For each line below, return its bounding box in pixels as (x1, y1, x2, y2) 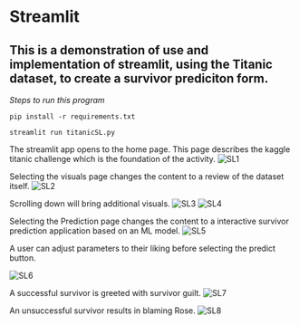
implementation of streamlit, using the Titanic (9, 56, 274, 72)
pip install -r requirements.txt (9, 112, 136, 121)
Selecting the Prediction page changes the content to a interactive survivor (9, 215, 290, 226)
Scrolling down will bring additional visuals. (9, 198, 170, 209)
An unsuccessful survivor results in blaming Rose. (9, 305, 197, 316)
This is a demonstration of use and (9, 43, 209, 58)
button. (9, 253, 36, 263)
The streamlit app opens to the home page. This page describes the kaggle (9, 144, 291, 155)
